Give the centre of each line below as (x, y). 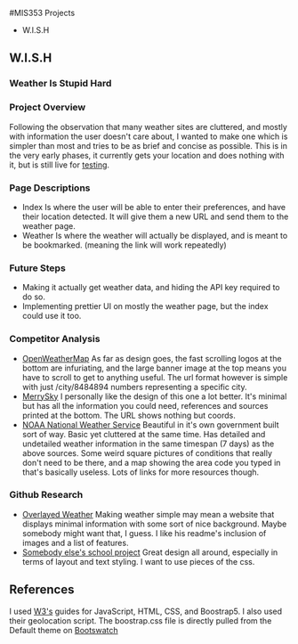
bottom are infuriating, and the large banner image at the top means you (154, 368)
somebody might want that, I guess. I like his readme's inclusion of (144, 533)
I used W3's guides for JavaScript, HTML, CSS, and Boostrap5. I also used (146, 611)
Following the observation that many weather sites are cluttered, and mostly (148, 126)
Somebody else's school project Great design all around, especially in (150, 552)
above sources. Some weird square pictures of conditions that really (147, 452)
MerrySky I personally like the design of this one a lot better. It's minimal (154, 396)
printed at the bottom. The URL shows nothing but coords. (129, 415)
